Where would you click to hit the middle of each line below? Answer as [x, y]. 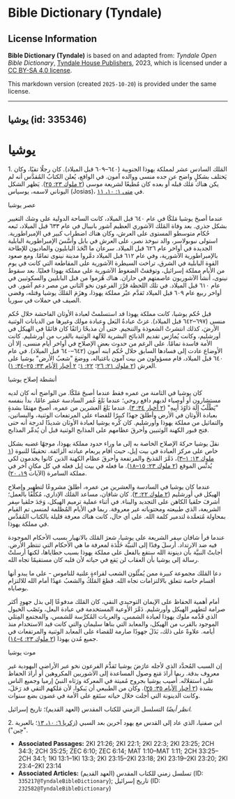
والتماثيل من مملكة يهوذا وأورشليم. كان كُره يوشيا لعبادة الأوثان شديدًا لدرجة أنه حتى [116, 423]
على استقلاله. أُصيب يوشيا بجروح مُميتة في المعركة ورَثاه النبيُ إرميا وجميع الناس [111, 681]
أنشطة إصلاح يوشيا [32, 380]
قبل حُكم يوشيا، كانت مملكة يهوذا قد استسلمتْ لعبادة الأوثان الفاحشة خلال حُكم [110, 314]
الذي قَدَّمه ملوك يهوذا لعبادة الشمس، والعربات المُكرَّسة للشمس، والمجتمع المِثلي [113, 617]
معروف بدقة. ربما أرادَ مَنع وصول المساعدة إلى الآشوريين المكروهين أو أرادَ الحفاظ [114, 673]
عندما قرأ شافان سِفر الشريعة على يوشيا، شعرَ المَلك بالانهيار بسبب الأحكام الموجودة [116, 538]
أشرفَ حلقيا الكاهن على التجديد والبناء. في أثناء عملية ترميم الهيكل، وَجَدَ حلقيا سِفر [114, 502]
